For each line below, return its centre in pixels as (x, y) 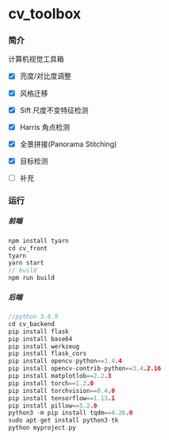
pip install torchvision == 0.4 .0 (61, 391)
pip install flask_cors (48, 354)
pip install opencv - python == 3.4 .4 (65, 361)
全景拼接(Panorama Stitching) (68, 143)
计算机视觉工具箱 (36, 59)
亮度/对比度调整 (45, 76)
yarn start (26, 263)
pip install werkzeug (44, 346)
